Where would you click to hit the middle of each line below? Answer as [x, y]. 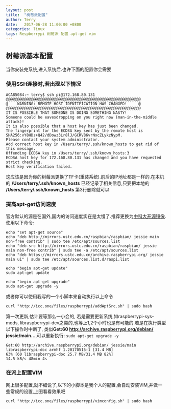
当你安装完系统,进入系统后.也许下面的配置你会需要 [59, 69]
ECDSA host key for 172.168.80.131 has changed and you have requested [83, 158]
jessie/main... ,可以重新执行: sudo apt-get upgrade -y [62, 336]
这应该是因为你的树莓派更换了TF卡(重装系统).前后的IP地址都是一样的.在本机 [85, 177]
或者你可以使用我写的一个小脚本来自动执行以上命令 [59, 297]
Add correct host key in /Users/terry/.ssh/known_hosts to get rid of [82, 144]
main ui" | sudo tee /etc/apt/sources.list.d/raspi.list [68, 260]
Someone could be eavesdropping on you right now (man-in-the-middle [81, 118]
